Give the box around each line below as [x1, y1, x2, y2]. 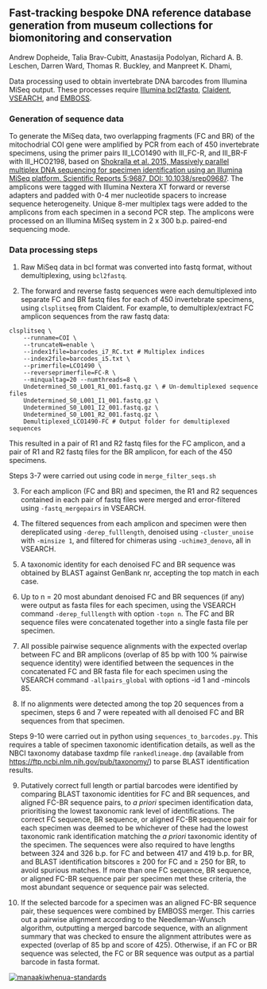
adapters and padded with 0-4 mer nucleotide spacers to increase [9, 190, 227, 200]
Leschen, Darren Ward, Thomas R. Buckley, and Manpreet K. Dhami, [9, 61, 233, 70]
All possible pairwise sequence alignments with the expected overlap [20, 642, 248, 651]
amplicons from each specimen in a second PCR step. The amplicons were [9, 207, 255, 218]
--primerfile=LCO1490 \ [23, 362, 103, 370]
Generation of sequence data [9, 113, 124, 124]
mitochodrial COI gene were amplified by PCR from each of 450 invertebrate [9, 139, 260, 150]
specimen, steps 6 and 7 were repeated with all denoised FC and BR [20, 708, 245, 717]
